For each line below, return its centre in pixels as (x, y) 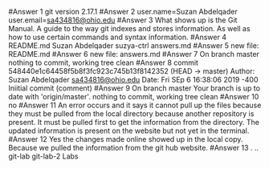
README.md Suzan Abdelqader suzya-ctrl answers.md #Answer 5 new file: (134, 46)
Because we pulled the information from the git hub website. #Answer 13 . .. (134, 148)
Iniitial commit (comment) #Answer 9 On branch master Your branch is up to (134, 88)
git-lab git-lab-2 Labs (43, 156)
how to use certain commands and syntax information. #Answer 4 (118, 37)
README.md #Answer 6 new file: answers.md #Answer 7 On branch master (134, 54)
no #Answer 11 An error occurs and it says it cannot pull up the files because (135, 105)
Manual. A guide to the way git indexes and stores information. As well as (129, 28)
